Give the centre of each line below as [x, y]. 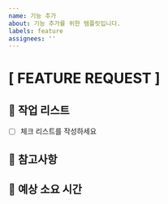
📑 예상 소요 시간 [45, 190]
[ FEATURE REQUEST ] [84, 79]
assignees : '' [32, 38]
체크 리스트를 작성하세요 [58, 131]
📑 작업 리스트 [39, 110]
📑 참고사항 [33, 159]
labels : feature [36, 31]
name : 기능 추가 [32, 16]
